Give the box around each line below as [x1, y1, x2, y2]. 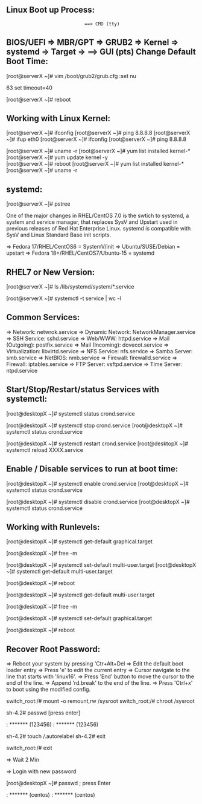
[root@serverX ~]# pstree [6, 200, 71, 208]
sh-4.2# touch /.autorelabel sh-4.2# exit [6, 733, 106, 740]
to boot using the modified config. [6, 686, 91, 693]
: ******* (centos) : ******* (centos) [6, 791, 95, 799]
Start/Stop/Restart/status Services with [6, 384, 160, 395]
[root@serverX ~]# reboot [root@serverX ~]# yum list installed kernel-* [6, 160, 184, 168]
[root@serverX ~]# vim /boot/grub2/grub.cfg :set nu [6, 72, 137, 79]
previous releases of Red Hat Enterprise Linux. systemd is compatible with [6, 225, 191, 232]
